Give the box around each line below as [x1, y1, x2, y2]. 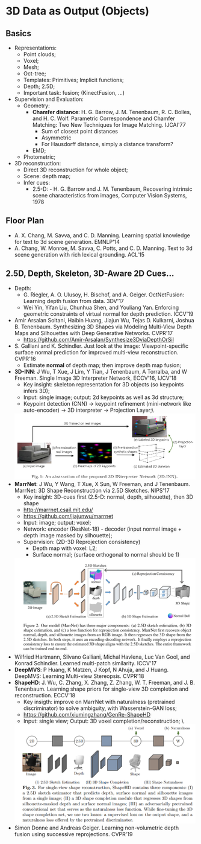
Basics [5, 28, 31, 39]
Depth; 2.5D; [23, 83, 55, 90]
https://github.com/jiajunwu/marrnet [23, 512, 114, 520]
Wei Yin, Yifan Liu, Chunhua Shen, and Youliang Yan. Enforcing [23, 304, 179, 311]
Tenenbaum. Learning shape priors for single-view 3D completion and [14, 685, 189, 692]
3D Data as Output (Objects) [5, 4, 150, 18]
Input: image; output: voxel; [23, 519, 91, 526]
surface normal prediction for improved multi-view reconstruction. [14, 348, 179, 356]
